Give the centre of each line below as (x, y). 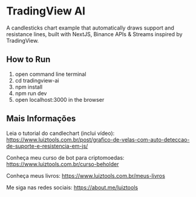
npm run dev (31, 93)
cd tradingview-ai (37, 80)
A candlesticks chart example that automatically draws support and (90, 28)
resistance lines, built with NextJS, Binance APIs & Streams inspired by (94, 34)
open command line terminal (51, 74)
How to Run (28, 59)
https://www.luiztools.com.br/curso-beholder (63, 164)
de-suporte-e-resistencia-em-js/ (47, 146)
